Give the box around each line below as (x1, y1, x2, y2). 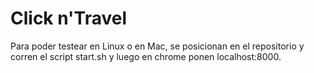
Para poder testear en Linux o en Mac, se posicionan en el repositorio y (10, 40, 305, 52)
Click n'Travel (10, 7, 128, 30)
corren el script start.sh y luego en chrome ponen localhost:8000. (10, 50, 282, 62)
